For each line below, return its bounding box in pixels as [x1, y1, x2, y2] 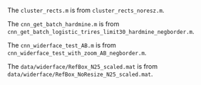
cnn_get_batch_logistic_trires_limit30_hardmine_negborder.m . [7, 28, 195, 35]
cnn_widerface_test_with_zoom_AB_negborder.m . [7, 49, 147, 57]
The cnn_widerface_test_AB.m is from [7, 41, 116, 49]
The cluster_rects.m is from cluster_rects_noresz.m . [7, 6, 165, 14]
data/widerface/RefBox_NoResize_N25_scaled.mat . [7, 70, 153, 78]
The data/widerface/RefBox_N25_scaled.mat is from [7, 62, 158, 70]
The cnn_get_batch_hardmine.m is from [7, 20, 120, 28]
